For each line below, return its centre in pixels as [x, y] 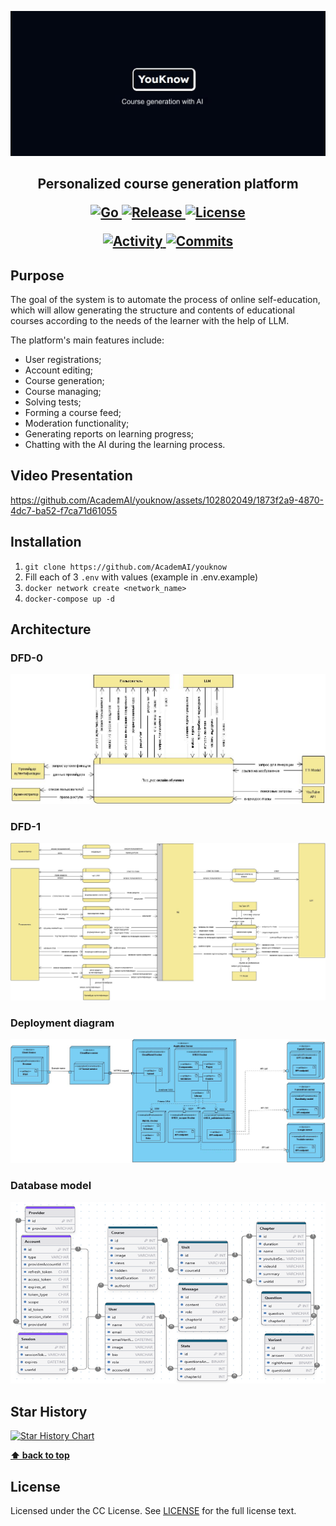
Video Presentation [71, 476]
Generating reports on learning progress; [109, 434]
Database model [51, 1186]
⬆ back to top [40, 1455]
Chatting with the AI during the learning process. [125, 445]
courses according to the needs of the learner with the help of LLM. [150, 321]
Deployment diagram [62, 1023]
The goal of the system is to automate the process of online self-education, [165, 300]
